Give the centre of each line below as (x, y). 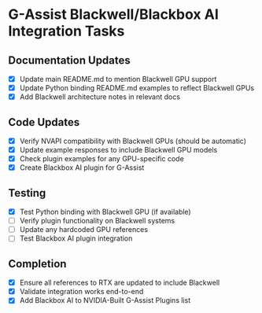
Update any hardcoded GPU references (83, 230)
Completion (37, 264)
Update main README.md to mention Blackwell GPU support (118, 79)
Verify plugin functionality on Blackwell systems (97, 221)
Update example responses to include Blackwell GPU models (118, 150)
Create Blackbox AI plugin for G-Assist (82, 168)
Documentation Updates (70, 60)
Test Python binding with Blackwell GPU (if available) (105, 212)
